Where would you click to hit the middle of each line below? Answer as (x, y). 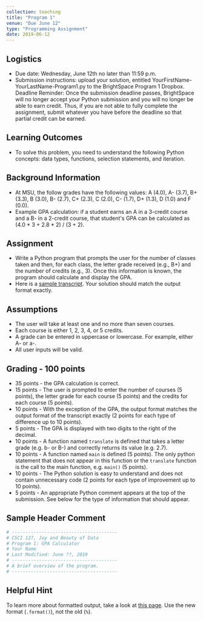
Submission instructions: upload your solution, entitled (83, 80)
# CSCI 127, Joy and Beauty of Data (52, 538)
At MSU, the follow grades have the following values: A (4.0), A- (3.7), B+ (106, 192)
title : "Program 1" (31, 18)
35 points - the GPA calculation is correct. (67, 383)
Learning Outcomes (45, 138)
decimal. (26, 435)
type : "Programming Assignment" (47, 29)
